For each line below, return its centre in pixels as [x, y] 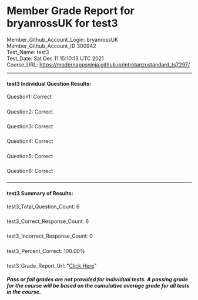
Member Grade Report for [71, 11]
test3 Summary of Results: [40, 193]
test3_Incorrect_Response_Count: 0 [50, 236]
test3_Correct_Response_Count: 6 [48, 221]
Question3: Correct [30, 126]
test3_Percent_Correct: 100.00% [46, 251]
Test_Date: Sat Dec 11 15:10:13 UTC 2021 [56, 58]
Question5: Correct [30, 156]
